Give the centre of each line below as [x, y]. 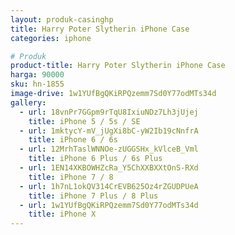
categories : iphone [51, 38]
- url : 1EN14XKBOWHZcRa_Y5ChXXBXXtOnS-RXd [109, 168]
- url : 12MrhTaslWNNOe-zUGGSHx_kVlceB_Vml [109, 149]
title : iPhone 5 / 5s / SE [84, 121]
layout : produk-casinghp [62, 19]
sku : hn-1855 [37, 84]
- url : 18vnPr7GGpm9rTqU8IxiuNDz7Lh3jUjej [109, 112]
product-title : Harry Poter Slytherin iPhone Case [118, 66]
